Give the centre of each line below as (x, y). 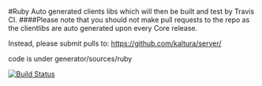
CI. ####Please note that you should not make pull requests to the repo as (129, 20)
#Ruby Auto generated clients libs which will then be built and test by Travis (131, 11)
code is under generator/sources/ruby (70, 59)
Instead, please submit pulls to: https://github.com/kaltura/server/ (115, 43)
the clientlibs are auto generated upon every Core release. (103, 28)
